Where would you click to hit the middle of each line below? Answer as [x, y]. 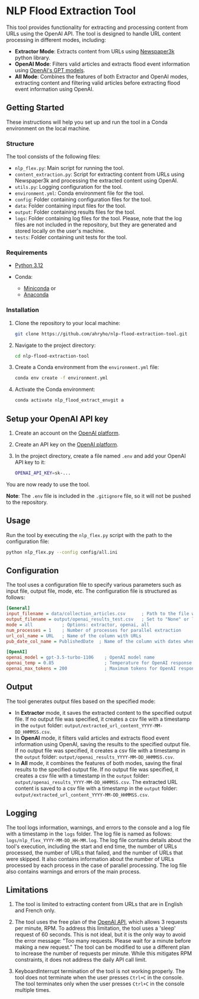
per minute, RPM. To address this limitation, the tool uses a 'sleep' [95, 929]
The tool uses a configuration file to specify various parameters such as [94, 585]
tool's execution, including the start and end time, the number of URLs [92, 846]
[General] [18, 608]
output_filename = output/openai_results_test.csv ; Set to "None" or [98, 619]
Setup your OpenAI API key [57, 419]
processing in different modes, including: [56, 40]
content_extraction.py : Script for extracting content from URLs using [99, 174]
